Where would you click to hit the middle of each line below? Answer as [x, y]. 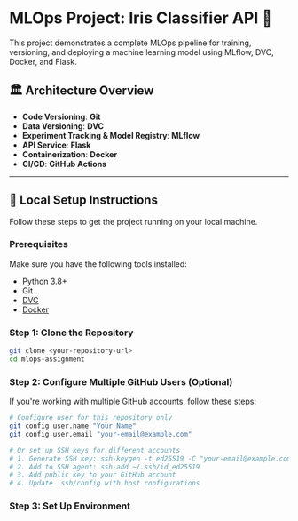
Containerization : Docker [70, 154]
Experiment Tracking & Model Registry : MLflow [111, 135]
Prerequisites [39, 244]
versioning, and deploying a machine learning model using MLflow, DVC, [141, 52]
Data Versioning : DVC [63, 126]
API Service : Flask [56, 145]
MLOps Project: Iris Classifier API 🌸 [141, 18]
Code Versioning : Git [61, 116]
